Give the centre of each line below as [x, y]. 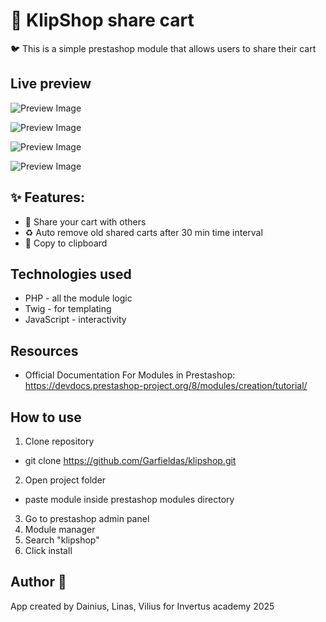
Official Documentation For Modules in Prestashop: [130, 375]
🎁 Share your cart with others [85, 221]
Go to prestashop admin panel [87, 518]
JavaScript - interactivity [75, 320]
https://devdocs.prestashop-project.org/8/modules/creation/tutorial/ [166, 386]
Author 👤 [38, 582]
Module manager [60, 529]
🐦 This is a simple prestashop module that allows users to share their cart [163, 48]
